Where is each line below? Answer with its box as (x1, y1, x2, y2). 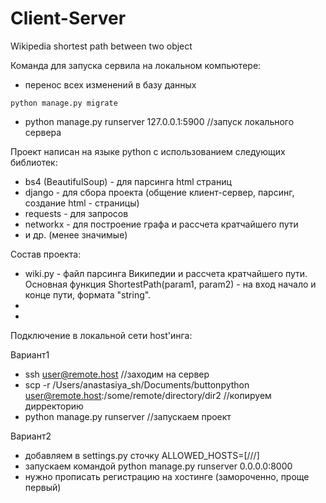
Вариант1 (10, 348, 50, 361)
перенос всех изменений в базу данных (24, 78, 197, 91)
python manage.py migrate (10, 98, 118, 108)
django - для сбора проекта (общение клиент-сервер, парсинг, (24, 186, 295, 198)
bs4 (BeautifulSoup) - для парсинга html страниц (24, 175, 232, 187)
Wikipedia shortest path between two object (10, 40, 193, 52)
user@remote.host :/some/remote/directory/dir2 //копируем (24, 389, 272, 401)
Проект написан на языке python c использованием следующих (10, 145, 286, 157)
